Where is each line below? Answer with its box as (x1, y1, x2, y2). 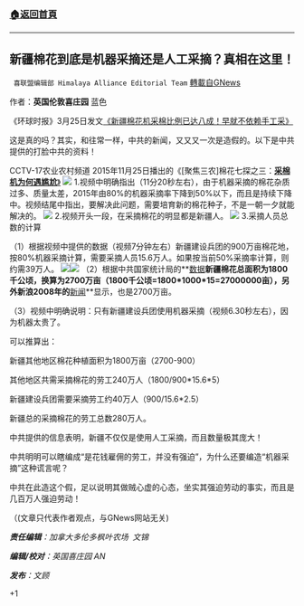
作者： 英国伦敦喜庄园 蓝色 (9, 97, 107, 108)
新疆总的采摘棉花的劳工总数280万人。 (9, 413, 152, 424)
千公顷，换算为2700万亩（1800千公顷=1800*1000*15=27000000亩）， (9, 275, 282, 286)
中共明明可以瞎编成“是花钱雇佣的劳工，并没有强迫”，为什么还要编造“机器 (9, 451, 282, 462)
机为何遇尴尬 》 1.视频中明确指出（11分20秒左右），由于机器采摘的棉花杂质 (9, 176, 290, 187)
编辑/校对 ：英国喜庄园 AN (9, 551, 106, 562)
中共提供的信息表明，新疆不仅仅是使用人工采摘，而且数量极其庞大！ (9, 432, 263, 443)
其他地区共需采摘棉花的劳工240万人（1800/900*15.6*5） (9, 374, 224, 385)
